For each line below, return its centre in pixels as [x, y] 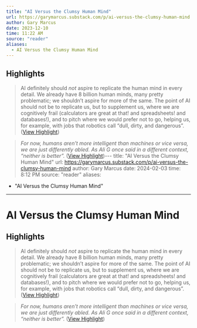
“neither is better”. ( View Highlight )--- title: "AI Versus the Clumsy [99, 155]
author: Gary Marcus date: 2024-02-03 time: [126, 168]
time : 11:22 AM [25, 34]
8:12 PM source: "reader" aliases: [61, 174]
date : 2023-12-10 [27, 28]
